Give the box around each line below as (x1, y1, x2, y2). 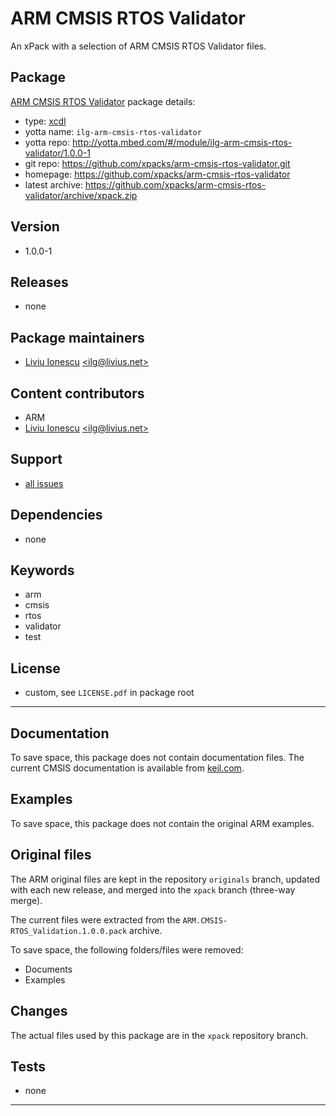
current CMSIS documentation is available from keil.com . (10, 762, 245, 774)
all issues (24, 477, 64, 489)
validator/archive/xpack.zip (24, 189, 138, 201)
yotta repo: (24, 136, 71, 148)
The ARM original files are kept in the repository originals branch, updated (10, 873, 321, 885)
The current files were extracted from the (10, 913, 181, 926)
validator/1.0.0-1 (24, 147, 91, 159)
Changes (10, 1003, 68, 1020)
